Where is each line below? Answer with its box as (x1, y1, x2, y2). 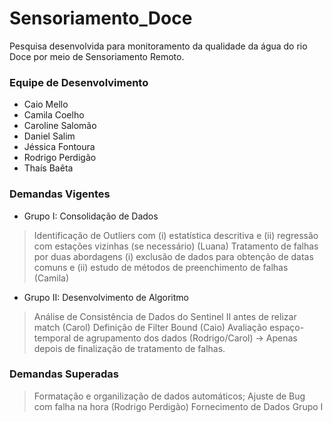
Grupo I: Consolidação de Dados (23, 210, 159, 222)
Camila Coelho (23, 109, 85, 121)
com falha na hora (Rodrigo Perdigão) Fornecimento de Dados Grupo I (33, 400, 324, 412)
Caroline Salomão (23, 120, 97, 132)
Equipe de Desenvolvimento (9, 75, 149, 89)
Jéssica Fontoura (23, 141, 96, 153)
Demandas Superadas (9, 367, 119, 381)
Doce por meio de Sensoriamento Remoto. (9, 50, 185, 62)
